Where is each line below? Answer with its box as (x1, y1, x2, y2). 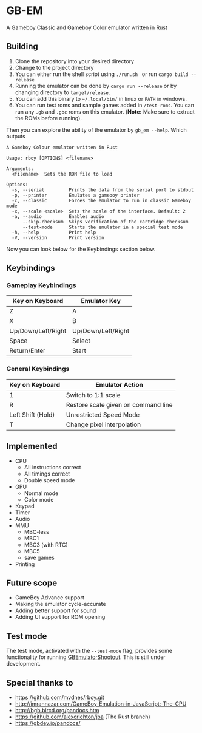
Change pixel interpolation (66, 420, 141, 429)
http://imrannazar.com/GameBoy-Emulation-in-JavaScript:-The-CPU (15, 700, 187, 707)
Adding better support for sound (15, 607, 96, 614)
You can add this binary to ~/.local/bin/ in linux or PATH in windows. (15, 95, 187, 102)
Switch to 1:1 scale (66, 390, 121, 399)
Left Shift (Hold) (9, 411, 55, 419)
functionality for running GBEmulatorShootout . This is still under (6, 653, 166, 661)
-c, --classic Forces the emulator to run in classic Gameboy (12, 197, 191, 203)
